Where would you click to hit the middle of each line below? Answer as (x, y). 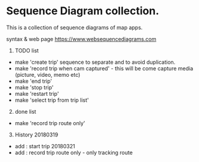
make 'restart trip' (37, 94)
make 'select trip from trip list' (52, 100)
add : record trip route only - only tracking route (74, 152)
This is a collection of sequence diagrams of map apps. (74, 27)
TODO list (27, 50)
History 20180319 (36, 135)
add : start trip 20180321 (45, 146)
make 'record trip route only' (50, 123)
